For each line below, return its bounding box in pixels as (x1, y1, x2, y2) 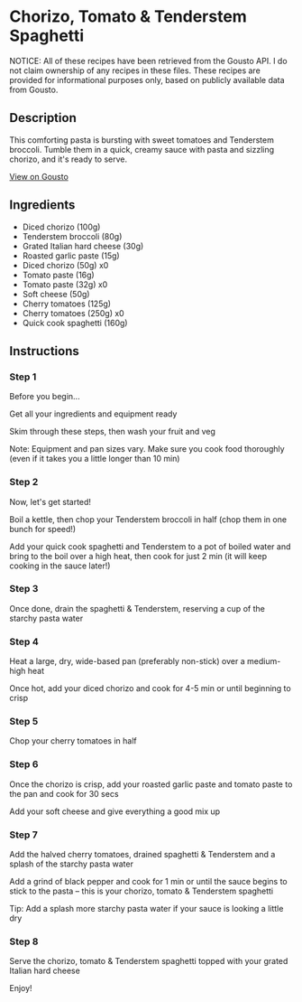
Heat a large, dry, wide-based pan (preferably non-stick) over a (9, 656, 245, 667)
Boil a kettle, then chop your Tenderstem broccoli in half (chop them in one (9, 513, 287, 525)
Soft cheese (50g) (22, 288, 90, 299)
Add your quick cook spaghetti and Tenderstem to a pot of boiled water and (9, 540, 291, 552)
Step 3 (9, 583, 39, 595)
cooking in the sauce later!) (9, 560, 111, 571)
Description (9, 110, 77, 126)
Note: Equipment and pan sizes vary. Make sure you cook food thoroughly (9, 444, 286, 454)
